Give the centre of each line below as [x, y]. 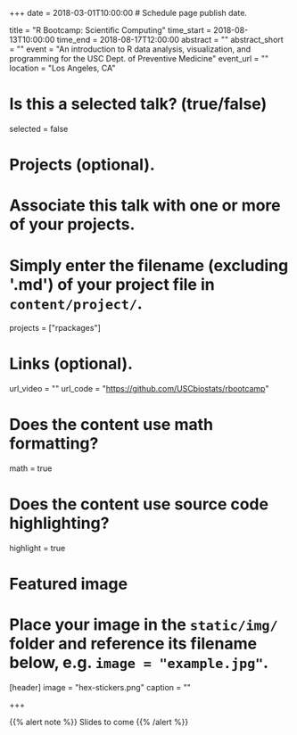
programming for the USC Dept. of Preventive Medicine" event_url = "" [139, 58]
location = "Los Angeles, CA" [62, 68]
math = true [31, 468]
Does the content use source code [139, 504]
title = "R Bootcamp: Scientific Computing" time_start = [111, 30]
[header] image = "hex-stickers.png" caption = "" [100, 688]
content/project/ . [76, 303]
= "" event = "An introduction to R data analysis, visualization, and [130, 49]
